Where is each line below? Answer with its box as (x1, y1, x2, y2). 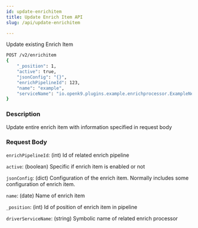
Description (6, 110, 41, 118)
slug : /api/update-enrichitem (6, 19, 81, 25)
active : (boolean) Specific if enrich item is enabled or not (6, 163, 146, 170)
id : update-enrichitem (6, 8, 62, 15)
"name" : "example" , (16, 85, 65, 91)
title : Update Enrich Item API (6, 14, 83, 20)
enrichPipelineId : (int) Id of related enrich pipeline (6, 151, 130, 158)
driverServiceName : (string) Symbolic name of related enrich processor (6, 214, 178, 222)
